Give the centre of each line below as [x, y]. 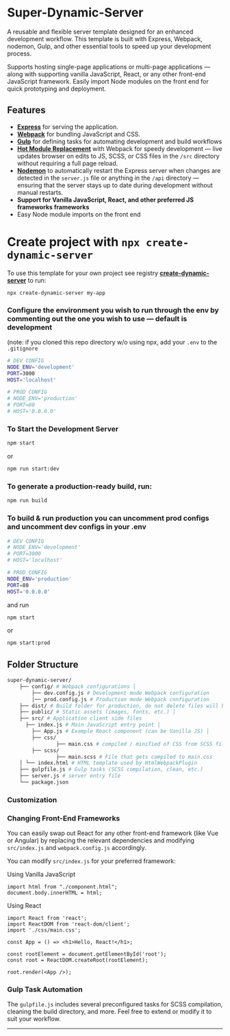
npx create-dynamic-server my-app [56, 293]
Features [26, 110]
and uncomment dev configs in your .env [77, 527]
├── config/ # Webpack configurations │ [78, 686]
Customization [32, 799]
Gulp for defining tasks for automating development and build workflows [119, 141]
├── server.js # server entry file [70, 776]
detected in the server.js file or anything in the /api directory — [108, 178]
